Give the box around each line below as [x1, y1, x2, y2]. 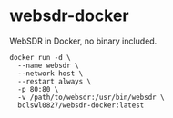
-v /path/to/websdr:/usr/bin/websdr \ [17, 93, 166, 102]
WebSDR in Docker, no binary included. [9, 35, 158, 46]
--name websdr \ [17, 61, 79, 70]
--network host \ [17, 69, 84, 78]
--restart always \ [17, 76, 92, 86]
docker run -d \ [9, 53, 71, 62]
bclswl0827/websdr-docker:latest [17, 101, 145, 110]
